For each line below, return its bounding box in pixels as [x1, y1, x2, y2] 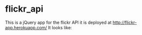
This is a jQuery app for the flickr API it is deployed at [5, 19, 112, 25]
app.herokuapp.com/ [5, 24, 47, 30]
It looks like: [48, 24, 72, 30]
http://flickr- [112, 19, 137, 25]
